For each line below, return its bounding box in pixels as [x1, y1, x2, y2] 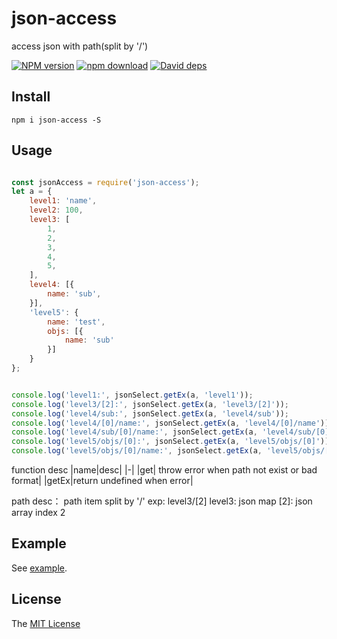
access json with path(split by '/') [11, 40, 149, 52]
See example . [11, 562, 68, 574]
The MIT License [11, 617, 81, 629]
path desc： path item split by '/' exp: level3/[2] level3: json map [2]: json [11, 495, 313, 507]
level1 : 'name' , [29, 196, 98, 206]
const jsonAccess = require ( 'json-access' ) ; [11, 177, 200, 187]
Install [11, 88, 51, 106]
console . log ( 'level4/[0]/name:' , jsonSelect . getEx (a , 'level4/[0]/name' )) [11, 418, 330, 428]
